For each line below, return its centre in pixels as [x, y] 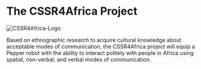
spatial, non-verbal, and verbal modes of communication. [79, 59]
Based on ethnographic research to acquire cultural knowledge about [94, 40]
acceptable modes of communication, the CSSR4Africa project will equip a [101, 46]
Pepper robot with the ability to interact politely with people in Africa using [100, 53]
